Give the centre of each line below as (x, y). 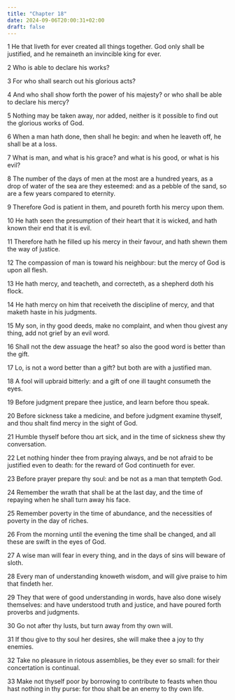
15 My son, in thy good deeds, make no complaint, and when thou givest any (117, 325)
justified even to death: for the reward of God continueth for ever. (101, 465)
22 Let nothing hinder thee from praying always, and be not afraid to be (110, 458)
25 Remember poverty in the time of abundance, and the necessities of (110, 513)
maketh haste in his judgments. (52, 312)
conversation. (27, 444)
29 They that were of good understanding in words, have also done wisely (114, 597)
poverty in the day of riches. (48, 521)
